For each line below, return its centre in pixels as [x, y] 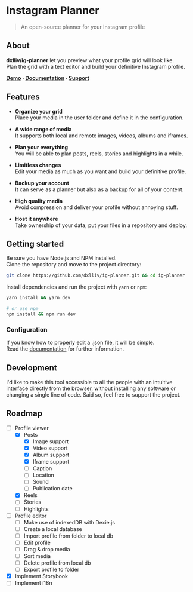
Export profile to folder [52, 570]
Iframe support [51, 462]
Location [43, 475]
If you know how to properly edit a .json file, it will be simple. [80, 343]
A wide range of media [43, 129]
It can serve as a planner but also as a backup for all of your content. [99, 189]
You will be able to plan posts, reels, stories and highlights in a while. [99, 154]
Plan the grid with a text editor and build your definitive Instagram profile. [96, 66]
